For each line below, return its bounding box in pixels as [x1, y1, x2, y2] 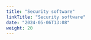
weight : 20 [6, 25, 33, 31]
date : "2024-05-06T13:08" [6, 19, 70, 25]
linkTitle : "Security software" [6, 14, 86, 20]
